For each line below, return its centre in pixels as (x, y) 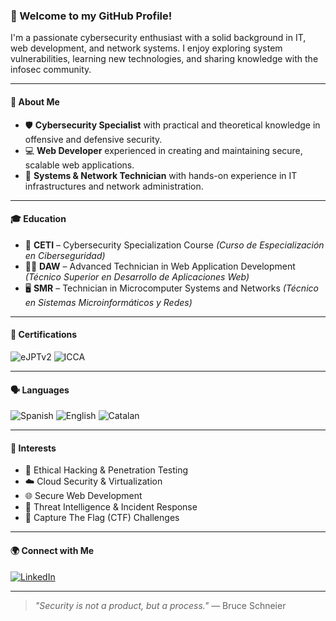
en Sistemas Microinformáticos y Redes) (108, 302)
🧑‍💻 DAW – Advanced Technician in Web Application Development (160, 266)
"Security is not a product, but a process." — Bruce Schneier (160, 605)
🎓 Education (38, 219)
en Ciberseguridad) (65, 255)
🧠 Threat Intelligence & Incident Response (111, 507)
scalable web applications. (79, 165)
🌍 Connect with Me (52, 550)
